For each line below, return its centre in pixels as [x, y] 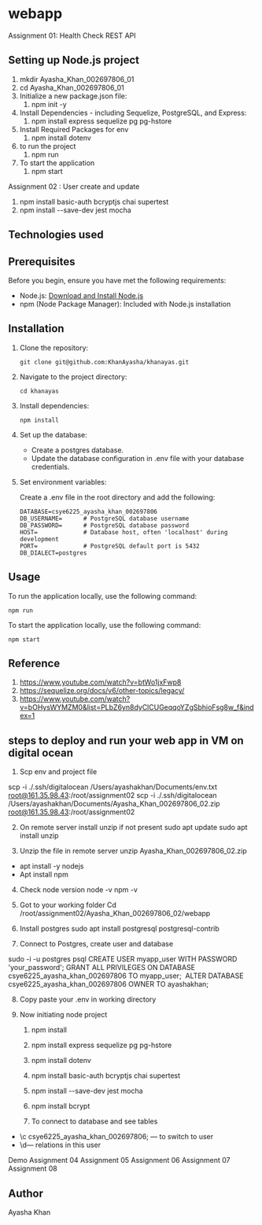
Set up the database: [54, 434]
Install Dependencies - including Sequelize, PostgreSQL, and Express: [133, 113]
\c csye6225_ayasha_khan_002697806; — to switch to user [116, 1137]
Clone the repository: [54, 348]
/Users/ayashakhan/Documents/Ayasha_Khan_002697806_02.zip [114, 804]
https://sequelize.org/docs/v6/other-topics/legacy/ [102, 691]
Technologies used [56, 235]
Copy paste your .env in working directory [88, 999]
